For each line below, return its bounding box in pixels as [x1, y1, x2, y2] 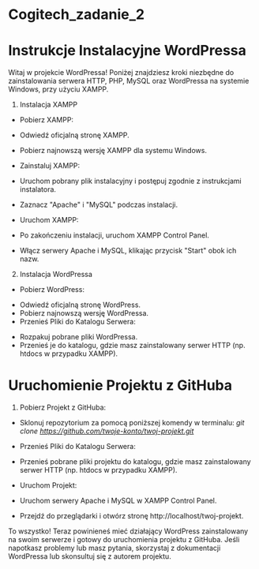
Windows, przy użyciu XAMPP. [8, 84, 109, 94]
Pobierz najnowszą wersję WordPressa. [19, 309, 148, 318]
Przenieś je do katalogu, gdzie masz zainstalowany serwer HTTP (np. [19, 341, 246, 350]
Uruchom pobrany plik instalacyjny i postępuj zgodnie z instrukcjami [19, 176, 242, 186]
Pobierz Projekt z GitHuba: [19, 402, 107, 412]
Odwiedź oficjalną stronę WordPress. [19, 300, 141, 309]
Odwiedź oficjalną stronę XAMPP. [19, 130, 130, 140]
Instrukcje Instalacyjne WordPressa [8, 42, 247, 60]
